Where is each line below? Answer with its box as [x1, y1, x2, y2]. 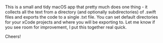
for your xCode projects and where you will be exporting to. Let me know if [5, 19, 155, 25]
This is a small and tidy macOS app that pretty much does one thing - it [5, 4, 148, 10]
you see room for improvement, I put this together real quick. [5, 24, 127, 30]
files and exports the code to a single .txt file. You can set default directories [5, 14, 158, 20]
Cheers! [5, 33, 21, 39]
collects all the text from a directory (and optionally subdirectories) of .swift [5, 9, 156, 15]
